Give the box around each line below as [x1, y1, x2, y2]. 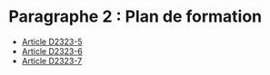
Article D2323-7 [21, 55, 83, 66]
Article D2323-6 [21, 45, 83, 56]
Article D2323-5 [21, 36, 83, 47]
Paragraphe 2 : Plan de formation [8, 6, 263, 27]
